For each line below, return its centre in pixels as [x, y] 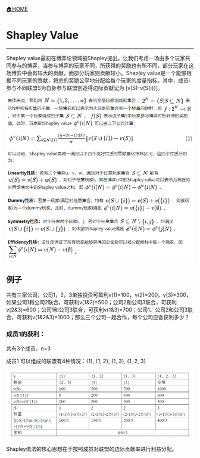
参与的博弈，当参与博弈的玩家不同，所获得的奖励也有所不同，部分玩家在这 [102, 66]
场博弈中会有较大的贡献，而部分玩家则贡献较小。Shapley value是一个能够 [96, 73]
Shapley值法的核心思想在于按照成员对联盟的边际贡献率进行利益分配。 [92, 448]
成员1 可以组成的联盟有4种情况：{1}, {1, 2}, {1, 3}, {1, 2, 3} [76, 361]
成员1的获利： [26, 334]
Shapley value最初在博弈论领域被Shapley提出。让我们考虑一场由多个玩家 [96, 58]
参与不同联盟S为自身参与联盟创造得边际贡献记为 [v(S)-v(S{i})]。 [85, 88]
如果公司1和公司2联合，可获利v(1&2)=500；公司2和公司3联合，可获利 [91, 303]
